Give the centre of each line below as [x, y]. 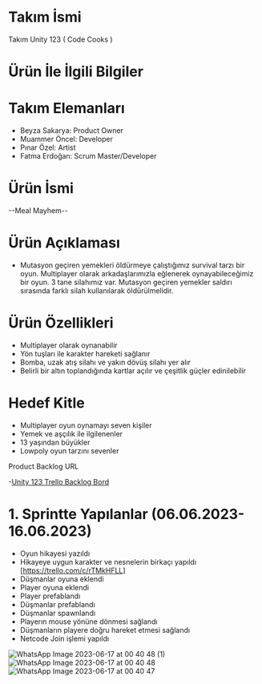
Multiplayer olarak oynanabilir [69, 345]
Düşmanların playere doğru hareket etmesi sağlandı [105, 630]
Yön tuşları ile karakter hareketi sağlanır [85, 353]
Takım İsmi [45, 17]
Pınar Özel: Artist [48, 147]
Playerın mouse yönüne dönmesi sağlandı [89, 622]
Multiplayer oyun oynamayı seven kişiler [86, 425]
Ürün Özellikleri [61, 323]
